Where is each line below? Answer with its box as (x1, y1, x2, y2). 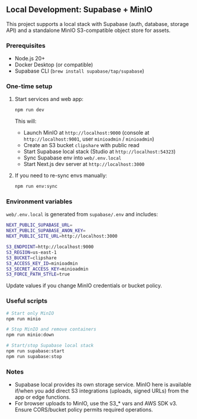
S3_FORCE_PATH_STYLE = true (6, 271, 70, 277)
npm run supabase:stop (6, 353, 62, 359)
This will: (14, 118, 37, 125)
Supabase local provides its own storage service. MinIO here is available (14, 381, 192, 388)
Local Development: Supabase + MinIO (6, 5, 153, 15)
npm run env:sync (14, 183, 58, 190)
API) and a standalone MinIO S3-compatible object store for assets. (6, 27, 171, 34)
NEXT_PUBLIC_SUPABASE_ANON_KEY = (6, 228, 86, 234)
